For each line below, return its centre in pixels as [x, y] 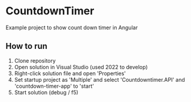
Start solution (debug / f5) [46, 92]
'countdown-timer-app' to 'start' [54, 86]
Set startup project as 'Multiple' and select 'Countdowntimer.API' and [99, 79]
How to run [27, 46]
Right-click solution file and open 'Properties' [70, 73]
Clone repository [35, 60]
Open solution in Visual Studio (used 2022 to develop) [81, 67]
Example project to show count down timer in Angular [72, 27]
